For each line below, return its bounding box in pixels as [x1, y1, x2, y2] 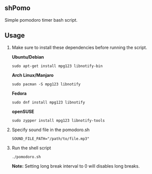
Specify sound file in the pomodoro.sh [11, 127, 90, 133]
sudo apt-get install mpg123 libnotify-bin [11, 64, 103, 69]
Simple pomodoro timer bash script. [4, 17, 77, 23]
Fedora [11, 90, 27, 96]
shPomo [4, 4, 31, 12]
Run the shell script [11, 145, 51, 151]
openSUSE [11, 108, 35, 114]
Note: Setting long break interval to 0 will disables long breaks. [11, 163, 140, 169]
